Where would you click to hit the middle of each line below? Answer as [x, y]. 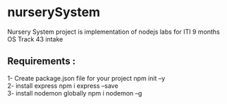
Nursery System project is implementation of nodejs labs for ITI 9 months [114, 32]
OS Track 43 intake [35, 39]
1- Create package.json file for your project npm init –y [86, 78]
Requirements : [42, 61]
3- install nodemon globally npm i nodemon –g [75, 93]
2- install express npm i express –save [63, 86]
